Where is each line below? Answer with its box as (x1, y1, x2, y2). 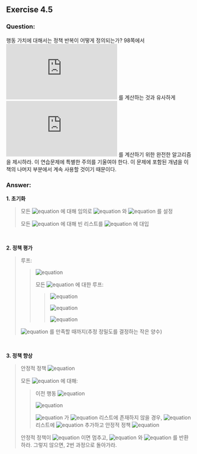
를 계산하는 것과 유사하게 (118, 94, 176, 101)
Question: (6, 23, 35, 31)
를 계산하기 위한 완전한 (118, 151, 171, 158)
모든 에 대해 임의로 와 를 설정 (20, 207, 173, 215)
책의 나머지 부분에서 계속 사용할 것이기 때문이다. (6, 165, 117, 172)
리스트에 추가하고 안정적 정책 (35, 421, 131, 429)
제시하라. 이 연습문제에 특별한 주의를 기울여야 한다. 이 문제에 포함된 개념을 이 (12, 158, 189, 165)
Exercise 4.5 (6, 5, 53, 15)
